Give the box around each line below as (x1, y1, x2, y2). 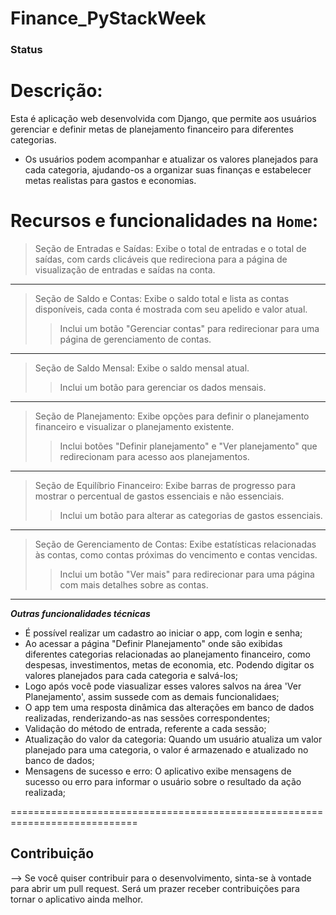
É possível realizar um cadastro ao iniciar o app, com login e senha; (24, 627, 303, 639)
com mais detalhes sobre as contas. (59, 578, 209, 591)
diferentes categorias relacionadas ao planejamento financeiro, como (24, 648, 311, 660)
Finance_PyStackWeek (10, 7, 207, 30)
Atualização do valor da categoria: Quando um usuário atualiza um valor (24, 733, 323, 745)
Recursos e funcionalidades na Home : (10, 210, 319, 232)
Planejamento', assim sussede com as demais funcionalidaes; (24, 690, 280, 702)
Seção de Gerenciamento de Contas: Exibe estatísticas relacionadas (34, 538, 317, 550)
